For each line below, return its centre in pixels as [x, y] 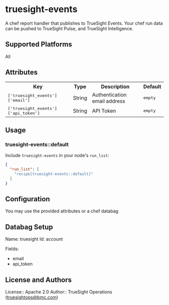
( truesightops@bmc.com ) [32, 297]
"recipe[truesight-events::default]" [54, 174]
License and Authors [38, 280]
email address [109, 101]
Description [115, 87]
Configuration [28, 199]
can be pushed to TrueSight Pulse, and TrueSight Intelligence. [69, 28]
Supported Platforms [39, 45]
